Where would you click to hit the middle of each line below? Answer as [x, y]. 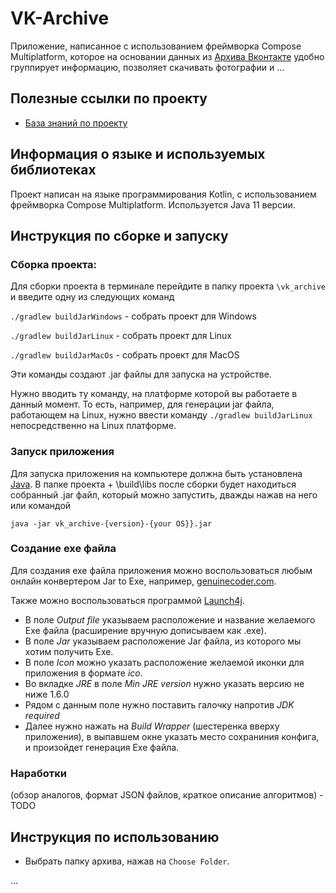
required [42, 715]
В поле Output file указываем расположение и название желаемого [170, 619]
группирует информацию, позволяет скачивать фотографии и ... [147, 67]
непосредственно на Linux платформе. [93, 426]
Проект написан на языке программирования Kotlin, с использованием [163, 194]
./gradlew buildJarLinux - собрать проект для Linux [121, 336]
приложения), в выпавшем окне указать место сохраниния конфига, [172, 736]
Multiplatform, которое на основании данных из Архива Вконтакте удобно [167, 56]
